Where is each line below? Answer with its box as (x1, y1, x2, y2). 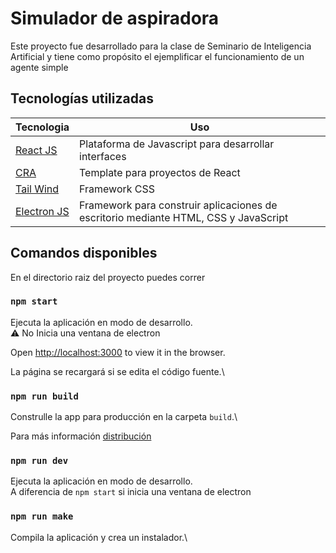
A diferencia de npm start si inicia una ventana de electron (10, 486, 252, 498)
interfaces (79, 149, 127, 163)
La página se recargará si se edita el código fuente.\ (10, 365, 225, 377)
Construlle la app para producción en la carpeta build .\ (10, 411, 238, 423)
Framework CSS (79, 182, 156, 196)
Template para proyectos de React (79, 165, 241, 179)
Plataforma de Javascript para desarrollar (79, 137, 275, 151)
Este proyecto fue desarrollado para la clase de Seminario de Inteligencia (10, 40, 312, 52)
